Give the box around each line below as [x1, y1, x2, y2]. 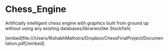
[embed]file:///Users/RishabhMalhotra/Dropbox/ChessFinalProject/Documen [5, 35, 163, 41]
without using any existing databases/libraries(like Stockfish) [5, 25, 131, 31]
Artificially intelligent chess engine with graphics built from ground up [5, 20, 149, 26]
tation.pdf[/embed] [5, 40, 45, 46]
